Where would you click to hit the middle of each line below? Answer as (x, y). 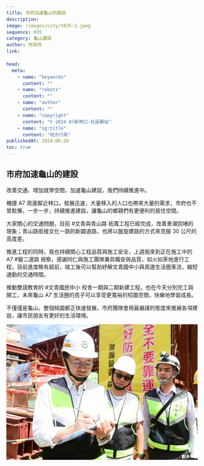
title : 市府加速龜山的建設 (36, 13)
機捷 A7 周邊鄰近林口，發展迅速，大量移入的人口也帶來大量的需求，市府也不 (102, 203)
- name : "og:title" (42, 128)
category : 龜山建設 (29, 39)
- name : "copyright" (43, 115)
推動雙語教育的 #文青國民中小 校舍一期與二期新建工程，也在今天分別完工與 (100, 287)
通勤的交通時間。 (28, 274)
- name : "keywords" (42, 77)
